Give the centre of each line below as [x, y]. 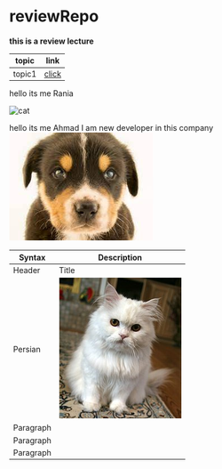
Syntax [32, 257]
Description [120, 257]
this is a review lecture [52, 41]
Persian [27, 349]
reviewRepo [54, 16]
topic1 [25, 74]
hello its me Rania [41, 93]
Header [27, 270]
